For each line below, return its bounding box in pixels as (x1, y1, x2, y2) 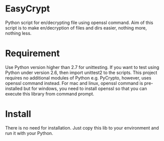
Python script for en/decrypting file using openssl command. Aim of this (5, 19, 154, 25)
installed (5, 85, 23, 91)
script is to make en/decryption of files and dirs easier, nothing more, (5, 24, 147, 30)
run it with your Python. (5, 130, 53, 136)
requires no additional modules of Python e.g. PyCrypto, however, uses (5, 74, 152, 80)
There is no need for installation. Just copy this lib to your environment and (5, 124, 160, 130)
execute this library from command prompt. (5, 90, 95, 96)
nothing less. (5, 30, 32, 36)
